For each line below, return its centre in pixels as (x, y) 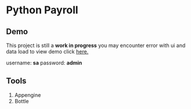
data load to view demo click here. (47, 52)
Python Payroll (42, 10)
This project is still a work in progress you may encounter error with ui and (96, 45)
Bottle (22, 101)
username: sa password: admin (44, 63)
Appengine (28, 95)
